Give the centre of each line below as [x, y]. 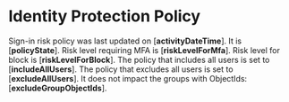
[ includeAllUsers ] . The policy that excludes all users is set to [121, 69]
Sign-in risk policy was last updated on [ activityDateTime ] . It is [125, 41]
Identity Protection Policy [105, 16]
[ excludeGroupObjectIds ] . [58, 88]
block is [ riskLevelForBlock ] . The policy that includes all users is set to [139, 59]
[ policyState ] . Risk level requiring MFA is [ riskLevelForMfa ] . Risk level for [144, 50]
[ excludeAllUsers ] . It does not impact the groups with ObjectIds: [128, 78]
